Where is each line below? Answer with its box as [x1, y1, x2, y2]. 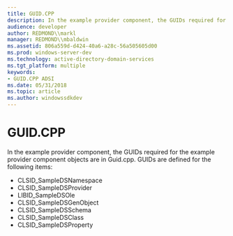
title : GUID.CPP [7, 10, 54, 17]
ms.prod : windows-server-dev [7, 50, 92, 57]
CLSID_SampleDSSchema [17, 205, 92, 214]
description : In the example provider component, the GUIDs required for [7, 17, 227, 24]
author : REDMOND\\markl [7, 29, 77, 37]
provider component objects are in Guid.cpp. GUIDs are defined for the [7, 155, 211, 163]
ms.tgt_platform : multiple [7, 62, 86, 69]
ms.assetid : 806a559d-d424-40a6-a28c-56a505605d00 [7, 43, 158, 50]
